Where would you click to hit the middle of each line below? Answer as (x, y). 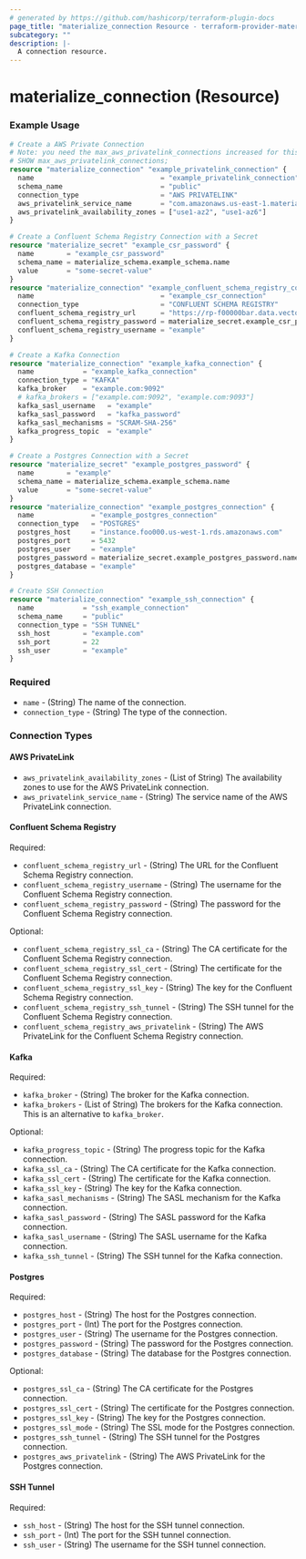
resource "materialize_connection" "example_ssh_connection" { (132, 600)
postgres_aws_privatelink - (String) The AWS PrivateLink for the (144, 1456)
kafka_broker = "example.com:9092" (92, 389)
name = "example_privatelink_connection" (158, 179)
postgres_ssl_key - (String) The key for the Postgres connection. (144, 1418)
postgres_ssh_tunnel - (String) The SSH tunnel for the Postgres (141, 1437)
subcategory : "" (40, 35)
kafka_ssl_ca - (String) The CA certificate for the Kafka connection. (149, 1169)
